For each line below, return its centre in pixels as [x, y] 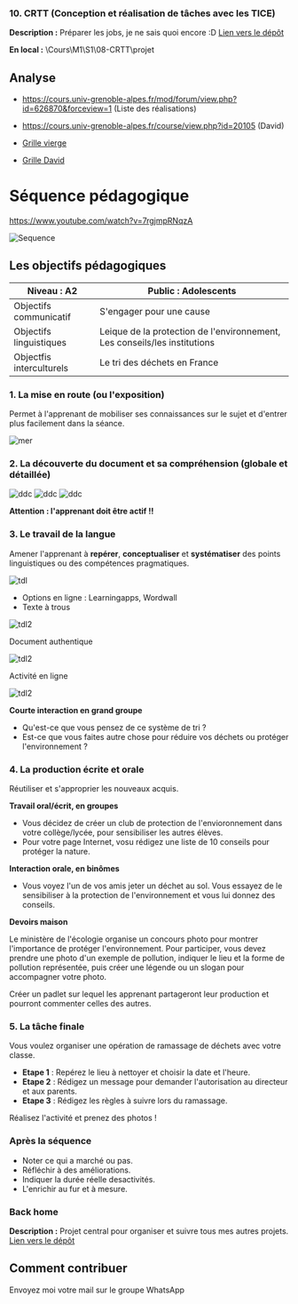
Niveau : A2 [52, 290]
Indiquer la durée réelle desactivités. [88, 1179]
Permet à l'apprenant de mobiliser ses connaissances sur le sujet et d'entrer [149, 414]
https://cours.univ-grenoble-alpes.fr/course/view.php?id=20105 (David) [153, 126]
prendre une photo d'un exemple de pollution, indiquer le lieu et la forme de [147, 958]
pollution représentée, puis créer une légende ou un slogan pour [127, 967]
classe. [22, 1055]
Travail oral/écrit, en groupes [64, 806]
